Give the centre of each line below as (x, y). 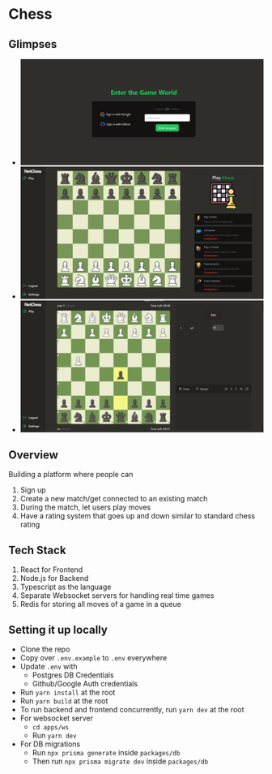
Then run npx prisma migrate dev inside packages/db (120, 761)
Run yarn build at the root (64, 701)
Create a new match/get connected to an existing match (114, 499)
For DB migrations (50, 744)
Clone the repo (45, 649)
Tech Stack (37, 550)
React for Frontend (51, 570)
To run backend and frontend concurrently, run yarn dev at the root (132, 710)
